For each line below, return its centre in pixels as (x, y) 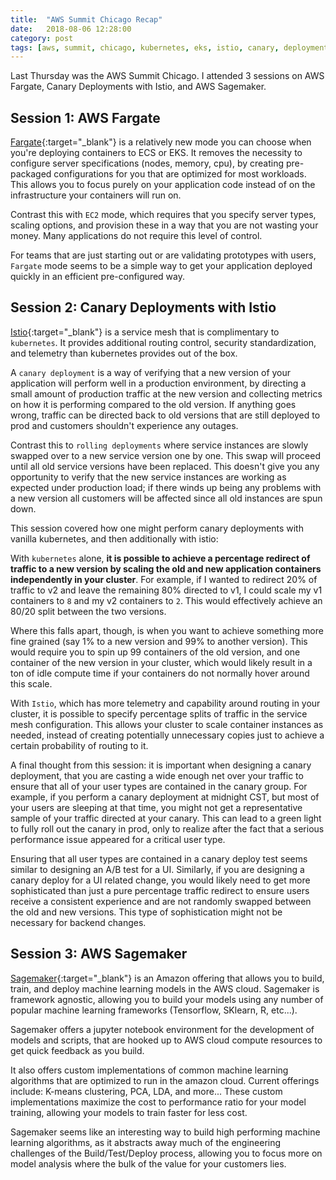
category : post (42, 38)
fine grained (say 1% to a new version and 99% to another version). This (159, 641)
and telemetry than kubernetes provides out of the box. (124, 353)
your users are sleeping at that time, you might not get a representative (156, 807)
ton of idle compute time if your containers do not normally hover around (160, 673)
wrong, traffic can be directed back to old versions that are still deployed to (165, 415)
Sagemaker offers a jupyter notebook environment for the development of (162, 1029)
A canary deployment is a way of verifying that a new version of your (151, 372)
